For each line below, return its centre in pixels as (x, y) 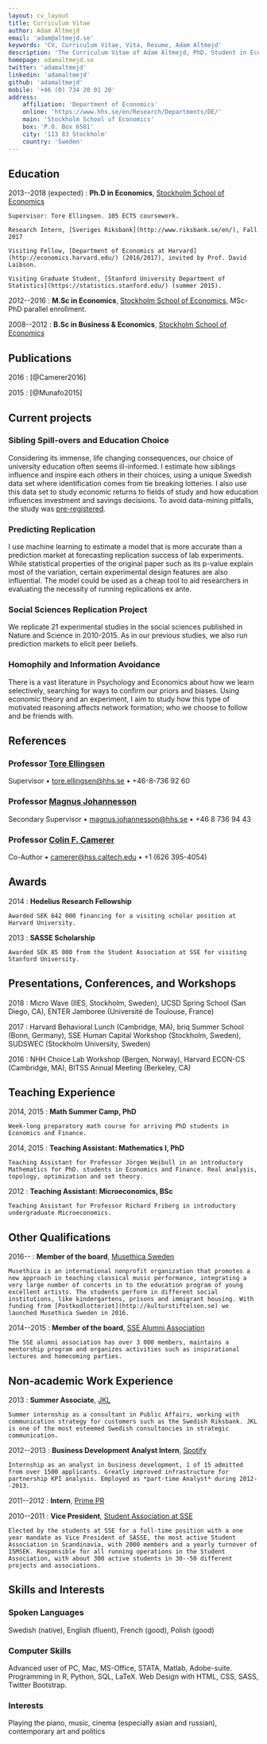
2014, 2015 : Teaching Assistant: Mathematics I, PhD (97, 1148)
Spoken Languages (46, 1612)
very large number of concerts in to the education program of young (126, 1285)
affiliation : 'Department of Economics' (90, 104)
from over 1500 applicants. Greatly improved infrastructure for (118, 1472)
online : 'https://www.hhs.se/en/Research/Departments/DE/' (122, 112)
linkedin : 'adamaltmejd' (49, 75)
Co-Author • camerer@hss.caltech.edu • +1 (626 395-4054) (108, 857)
